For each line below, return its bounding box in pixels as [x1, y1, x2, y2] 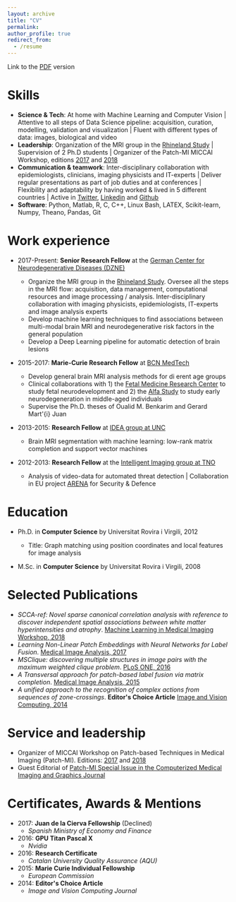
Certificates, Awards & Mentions [7, 795, 202, 812]
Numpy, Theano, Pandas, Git [17, 208, 101, 216]
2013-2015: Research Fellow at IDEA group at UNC [17, 423, 166, 431]
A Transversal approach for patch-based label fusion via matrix [17, 670, 204, 678]
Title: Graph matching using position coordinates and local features [27, 541, 223, 549]
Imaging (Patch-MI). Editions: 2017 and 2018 [17, 756, 147, 764]
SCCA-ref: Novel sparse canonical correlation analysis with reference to [17, 610, 228, 618]
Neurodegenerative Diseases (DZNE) [17, 263, 125, 272]
